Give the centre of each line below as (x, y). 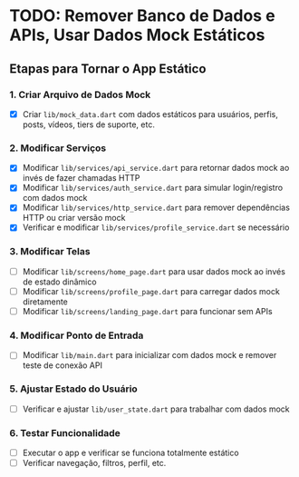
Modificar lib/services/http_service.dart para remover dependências (156, 208)
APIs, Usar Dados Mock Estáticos (137, 35)
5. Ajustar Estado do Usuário (73, 389)
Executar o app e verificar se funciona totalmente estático (130, 452)
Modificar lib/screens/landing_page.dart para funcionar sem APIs (148, 311)
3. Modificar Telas (50, 252)
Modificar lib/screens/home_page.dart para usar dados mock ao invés (154, 271)
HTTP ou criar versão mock (74, 218)
